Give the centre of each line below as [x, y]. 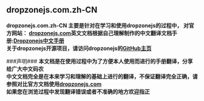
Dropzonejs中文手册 [39, 40]
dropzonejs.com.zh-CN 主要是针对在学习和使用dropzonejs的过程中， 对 [98, 25]
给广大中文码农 [25, 69]
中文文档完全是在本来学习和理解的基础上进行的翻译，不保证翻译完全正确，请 [102, 76]
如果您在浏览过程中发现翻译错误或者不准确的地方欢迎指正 [78, 91]
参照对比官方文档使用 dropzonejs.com [54, 84]
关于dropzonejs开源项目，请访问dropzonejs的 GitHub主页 [79, 48]
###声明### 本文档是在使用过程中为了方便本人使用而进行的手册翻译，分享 [100, 61]
